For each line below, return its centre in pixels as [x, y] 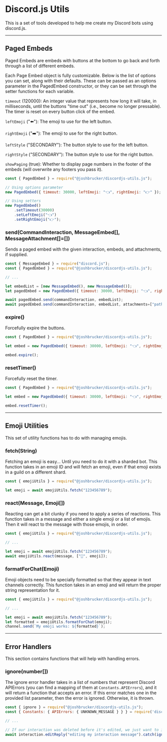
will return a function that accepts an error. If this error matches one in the [81, 693]
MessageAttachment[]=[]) [38, 238]
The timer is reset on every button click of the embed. [60, 111]
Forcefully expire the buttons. [35, 328]
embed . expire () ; [22, 355]
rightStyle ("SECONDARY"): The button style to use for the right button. [80, 154]
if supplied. [17, 255]
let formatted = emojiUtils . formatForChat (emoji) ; [59, 622]
